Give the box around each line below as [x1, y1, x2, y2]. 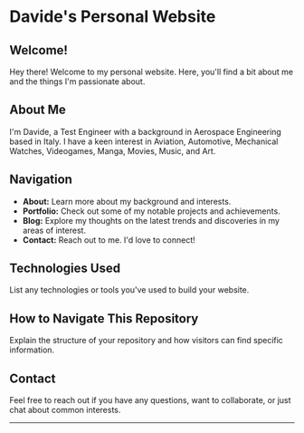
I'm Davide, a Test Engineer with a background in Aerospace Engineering [9, 126, 282, 137]
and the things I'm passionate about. [9, 76, 146, 87]
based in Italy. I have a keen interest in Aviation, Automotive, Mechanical [9, 136, 279, 147]
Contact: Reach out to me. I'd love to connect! [22, 234, 196, 245]
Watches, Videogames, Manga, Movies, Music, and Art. [9, 145, 216, 156]
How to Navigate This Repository [9, 311, 199, 326]
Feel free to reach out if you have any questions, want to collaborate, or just [9, 395, 291, 406]
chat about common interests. [9, 405, 121, 416]
